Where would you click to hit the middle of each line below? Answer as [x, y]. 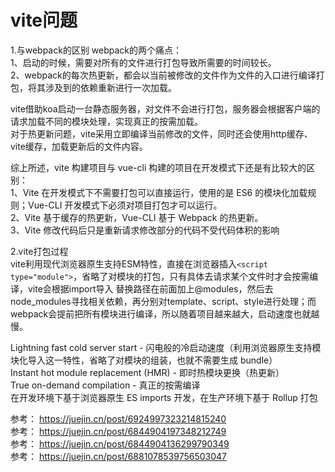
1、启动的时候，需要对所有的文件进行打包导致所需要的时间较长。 [143, 62]
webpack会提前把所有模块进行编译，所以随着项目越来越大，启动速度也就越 [165, 313]
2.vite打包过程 [39, 251]
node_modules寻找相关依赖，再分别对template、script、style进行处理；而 [163, 301]
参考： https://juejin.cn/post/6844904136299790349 [120, 443]
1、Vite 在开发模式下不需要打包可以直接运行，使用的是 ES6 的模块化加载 [159, 192]
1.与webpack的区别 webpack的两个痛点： [96, 50]
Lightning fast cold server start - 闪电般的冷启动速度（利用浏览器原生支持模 [166, 347]
